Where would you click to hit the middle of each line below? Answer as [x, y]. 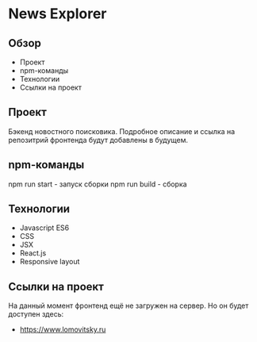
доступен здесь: [36, 314]
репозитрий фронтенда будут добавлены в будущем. [98, 140]
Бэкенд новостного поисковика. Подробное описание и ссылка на [122, 131]
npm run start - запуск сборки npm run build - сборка [98, 184]
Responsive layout [50, 262]
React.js [33, 253]
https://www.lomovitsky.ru [63, 329]
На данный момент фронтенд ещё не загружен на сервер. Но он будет [128, 305]
